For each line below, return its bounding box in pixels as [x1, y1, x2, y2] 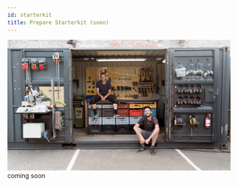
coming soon [7, 171, 46, 180]
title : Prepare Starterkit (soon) [7, 18, 110, 26]
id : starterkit [7, 11, 52, 18]
